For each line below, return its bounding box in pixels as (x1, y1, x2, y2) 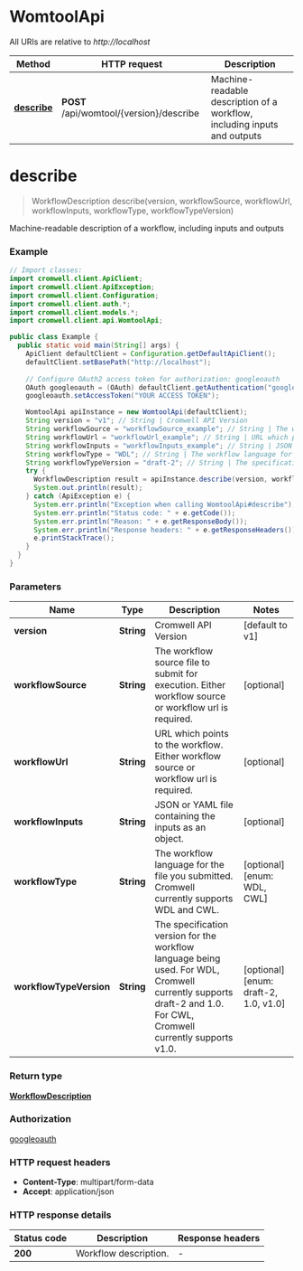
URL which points (154, 728, 229, 740)
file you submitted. (154, 870, 234, 882)
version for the (154, 929, 216, 942)
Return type (9, 1069, 63, 1082)
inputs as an (154, 821, 207, 833)
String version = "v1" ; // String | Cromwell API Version (25, 416, 248, 426)
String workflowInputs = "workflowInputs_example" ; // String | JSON (25, 441, 293, 450)
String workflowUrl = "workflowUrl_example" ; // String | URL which (25, 432, 289, 442)
